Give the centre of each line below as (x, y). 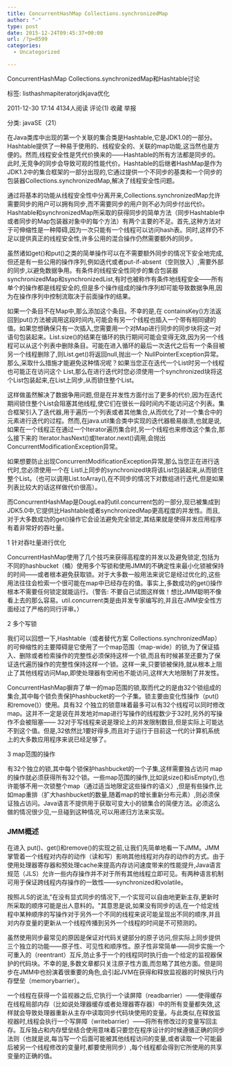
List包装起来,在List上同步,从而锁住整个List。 (75, 380)
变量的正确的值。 (31, 1056)
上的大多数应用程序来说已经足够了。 (59, 739)
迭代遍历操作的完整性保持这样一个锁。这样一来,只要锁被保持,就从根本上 (115, 664)
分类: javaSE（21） (34, 122)
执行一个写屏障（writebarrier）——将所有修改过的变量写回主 (132, 1021)
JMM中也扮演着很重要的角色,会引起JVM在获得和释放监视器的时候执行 (118, 972)
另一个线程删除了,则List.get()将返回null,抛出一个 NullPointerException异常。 (115, 354)
